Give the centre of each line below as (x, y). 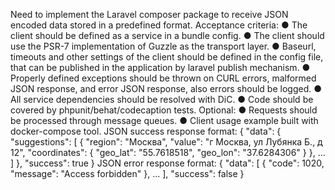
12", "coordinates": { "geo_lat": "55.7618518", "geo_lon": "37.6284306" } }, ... (168, 152)
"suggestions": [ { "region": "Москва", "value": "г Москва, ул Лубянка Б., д (166, 142)
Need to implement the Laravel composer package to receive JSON (149, 14)
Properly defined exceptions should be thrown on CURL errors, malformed (163, 78)
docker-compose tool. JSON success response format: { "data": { (146, 131)
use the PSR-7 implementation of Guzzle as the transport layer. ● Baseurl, (163, 46)
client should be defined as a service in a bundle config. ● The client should (167, 35)
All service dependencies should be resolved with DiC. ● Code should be (162, 99)
